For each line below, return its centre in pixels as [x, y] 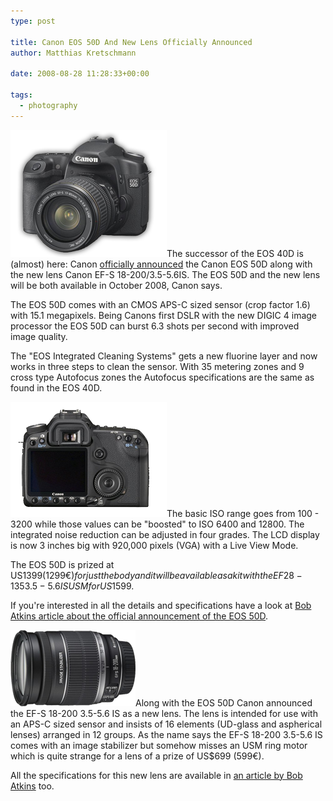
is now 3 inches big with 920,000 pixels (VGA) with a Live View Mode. [154, 545]
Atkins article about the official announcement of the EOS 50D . [139, 616]
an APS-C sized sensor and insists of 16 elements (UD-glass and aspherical [166, 724]
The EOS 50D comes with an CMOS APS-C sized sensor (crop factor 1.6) [160, 304]
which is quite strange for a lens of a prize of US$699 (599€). [137, 756]
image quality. [39, 336]
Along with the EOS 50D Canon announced [224, 702]
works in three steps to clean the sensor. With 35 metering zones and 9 [157, 366]
